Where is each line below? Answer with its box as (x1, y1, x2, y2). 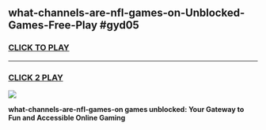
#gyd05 (99, 19, 140, 32)
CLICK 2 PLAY (8, 72, 63, 83)
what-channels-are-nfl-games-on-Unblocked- (8, 6, 245, 20)
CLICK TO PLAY (8, 43, 70, 54)
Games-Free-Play (8, 19, 97, 32)
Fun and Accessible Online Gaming (8, 113, 126, 122)
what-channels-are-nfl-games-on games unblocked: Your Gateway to (8, 104, 245, 113)
